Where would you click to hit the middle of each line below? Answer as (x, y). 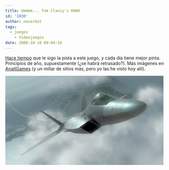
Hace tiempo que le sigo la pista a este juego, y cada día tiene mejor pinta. (83, 58)
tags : (11, 27)
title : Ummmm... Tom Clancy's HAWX (43, 11)
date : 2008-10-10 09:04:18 (34, 43)
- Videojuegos (29, 38)
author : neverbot (24, 21)
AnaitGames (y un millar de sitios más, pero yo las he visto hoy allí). (75, 69)
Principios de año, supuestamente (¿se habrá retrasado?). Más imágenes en (85, 63)
